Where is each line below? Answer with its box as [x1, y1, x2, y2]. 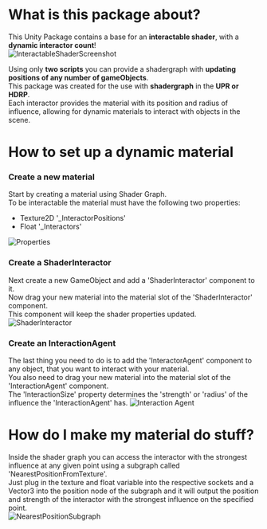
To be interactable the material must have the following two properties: [8, 198, 241, 208]
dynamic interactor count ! [8, 40, 97, 49]
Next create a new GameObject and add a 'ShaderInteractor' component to [8, 275, 255, 284]
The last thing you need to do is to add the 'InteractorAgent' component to [8, 356, 253, 366]
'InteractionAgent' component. [8, 381, 109, 391]
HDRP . [8, 89, 30, 99]
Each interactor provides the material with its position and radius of [8, 98, 229, 108]
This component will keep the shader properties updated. [8, 309, 197, 319]
